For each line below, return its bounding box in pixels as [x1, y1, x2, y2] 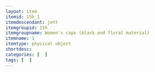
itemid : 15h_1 [5, 14, 40, 20]
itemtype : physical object [5, 41, 71, 47]
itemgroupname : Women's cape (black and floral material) [5, 30, 150, 36]
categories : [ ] [5, 52, 48, 57]
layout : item [5, 8, 37, 15]
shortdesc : [5, 46, 32, 52]
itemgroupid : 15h [5, 24, 48, 31]
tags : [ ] [5, 57, 32, 63]
